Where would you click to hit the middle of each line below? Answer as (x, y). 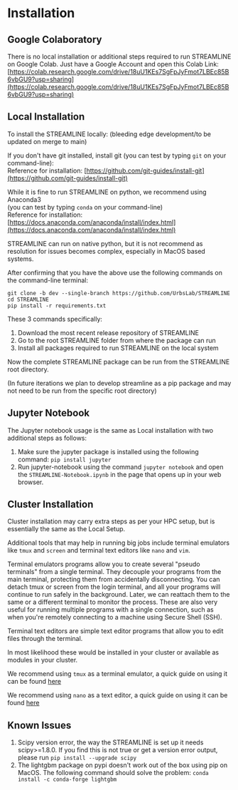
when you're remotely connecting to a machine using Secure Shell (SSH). (115, 617)
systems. (21, 259)
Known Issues (39, 725)
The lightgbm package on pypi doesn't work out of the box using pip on (123, 765)
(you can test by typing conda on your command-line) (85, 207)
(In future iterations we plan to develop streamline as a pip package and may (119, 383)
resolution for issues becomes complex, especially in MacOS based (107, 251)
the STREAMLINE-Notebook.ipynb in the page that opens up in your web (119, 474)
